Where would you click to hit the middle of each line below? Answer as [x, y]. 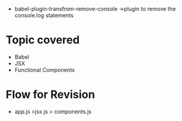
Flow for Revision [50, 95]
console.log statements [44, 15]
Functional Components [45, 70]
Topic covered [43, 40]
